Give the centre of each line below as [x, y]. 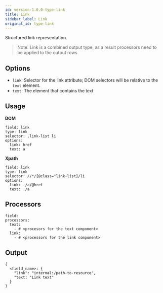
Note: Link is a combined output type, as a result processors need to [87, 47]
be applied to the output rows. [48, 53]
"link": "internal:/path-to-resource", [55, 273]
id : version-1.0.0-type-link [35, 10]
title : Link [17, 14]
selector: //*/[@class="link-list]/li [45, 176]
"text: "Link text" [34, 277]
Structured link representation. [36, 38]
